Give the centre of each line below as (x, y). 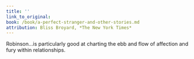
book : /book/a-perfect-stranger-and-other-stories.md (73, 22)
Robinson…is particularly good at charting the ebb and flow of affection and (97, 44)
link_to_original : (28, 17)
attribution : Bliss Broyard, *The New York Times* (69, 27)
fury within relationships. (36, 50)
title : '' (18, 11)
